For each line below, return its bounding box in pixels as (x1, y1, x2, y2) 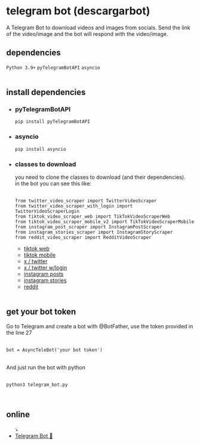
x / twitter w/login (23, 264, 67, 272)
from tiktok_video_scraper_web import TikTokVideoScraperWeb (14, 214, 171, 220)
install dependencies (6, 87, 86, 97)
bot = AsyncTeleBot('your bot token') (6, 347, 103, 353)
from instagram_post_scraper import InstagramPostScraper (14, 224, 162, 230)
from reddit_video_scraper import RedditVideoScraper (14, 234, 152, 240)
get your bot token (6, 307, 76, 317)
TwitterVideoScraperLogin (14, 208, 79, 215)
